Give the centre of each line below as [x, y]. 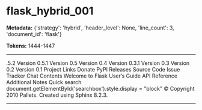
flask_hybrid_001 [50, 11]
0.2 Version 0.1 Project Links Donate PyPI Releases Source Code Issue [93, 69]
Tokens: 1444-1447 [31, 46]
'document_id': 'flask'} [34, 34]
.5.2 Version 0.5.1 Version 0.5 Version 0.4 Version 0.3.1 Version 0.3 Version [98, 63]
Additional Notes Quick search [44, 82]
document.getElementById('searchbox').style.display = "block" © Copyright [100, 88]
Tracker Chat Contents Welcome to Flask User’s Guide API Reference [92, 76]
